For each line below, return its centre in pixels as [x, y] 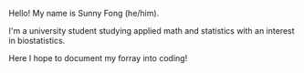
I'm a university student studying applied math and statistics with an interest [152, 31]
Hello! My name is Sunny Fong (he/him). [84, 13]
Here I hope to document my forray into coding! [98, 58]
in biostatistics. [37, 41]
